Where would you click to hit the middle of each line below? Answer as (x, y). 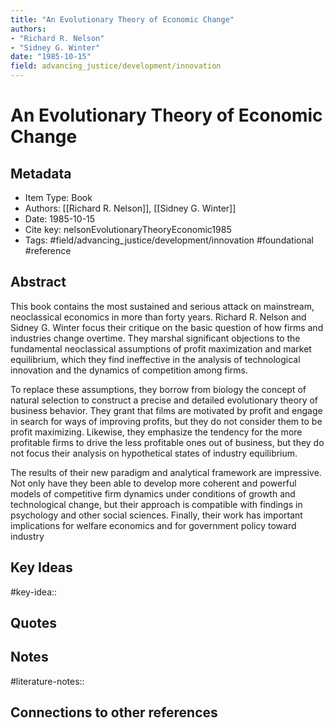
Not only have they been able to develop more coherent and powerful (153, 483)
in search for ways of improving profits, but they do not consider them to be (166, 421)
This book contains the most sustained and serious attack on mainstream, (162, 306)
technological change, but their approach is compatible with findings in (156, 504)
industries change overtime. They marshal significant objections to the (155, 338)
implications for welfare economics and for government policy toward (153, 525)
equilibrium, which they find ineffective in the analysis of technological (155, 359)
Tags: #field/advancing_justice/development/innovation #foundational (169, 240)
